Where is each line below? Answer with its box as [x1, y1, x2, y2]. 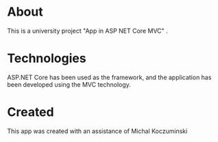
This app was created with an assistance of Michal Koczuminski [7, 127, 188, 135]
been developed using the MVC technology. [7, 80, 132, 89]
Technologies [7, 51, 87, 66]
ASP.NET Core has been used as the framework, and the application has [7, 73, 212, 81]
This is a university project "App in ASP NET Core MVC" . [7, 27, 168, 35]
